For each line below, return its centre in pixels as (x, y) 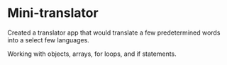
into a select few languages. (49, 40)
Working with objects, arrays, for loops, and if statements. (92, 54)
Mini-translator (53, 13)
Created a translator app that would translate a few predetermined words (114, 32)
